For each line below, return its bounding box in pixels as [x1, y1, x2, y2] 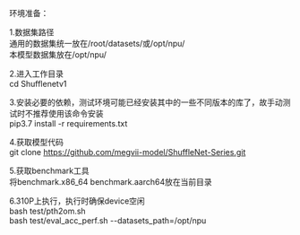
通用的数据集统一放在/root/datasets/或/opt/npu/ [9, 39, 185, 48]
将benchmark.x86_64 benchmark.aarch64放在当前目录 [9, 177, 212, 187]
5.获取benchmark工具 [9, 165, 90, 176]
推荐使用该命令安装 [32, 109, 104, 118]
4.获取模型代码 [9, 137, 64, 147]
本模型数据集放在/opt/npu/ [9, 49, 107, 60]
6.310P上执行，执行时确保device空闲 [9, 196, 145, 206]
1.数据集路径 [9, 27, 55, 38]
